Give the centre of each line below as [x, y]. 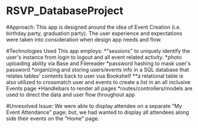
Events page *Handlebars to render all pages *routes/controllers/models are [100, 88]
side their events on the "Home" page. [53, 118]
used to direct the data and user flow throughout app [71, 95]
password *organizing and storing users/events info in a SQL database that [98, 69]
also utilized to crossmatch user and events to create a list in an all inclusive [98, 82]
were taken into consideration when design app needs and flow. [84, 39]
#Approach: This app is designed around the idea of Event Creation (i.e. [94, 27]
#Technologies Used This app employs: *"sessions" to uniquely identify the [98, 50]
